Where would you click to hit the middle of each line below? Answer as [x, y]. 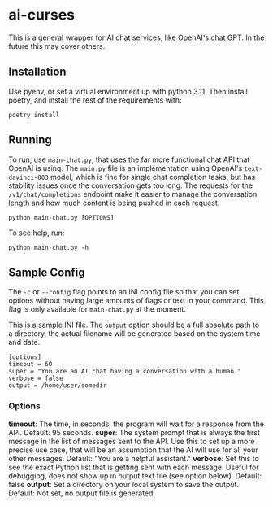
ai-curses [42, 15]
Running [30, 140]
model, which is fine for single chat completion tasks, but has [153, 177]
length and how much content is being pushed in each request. [114, 203]
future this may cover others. [57, 46]
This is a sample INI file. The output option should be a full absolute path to [134, 325]
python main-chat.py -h [49, 247]
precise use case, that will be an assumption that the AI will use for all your [133, 450]
